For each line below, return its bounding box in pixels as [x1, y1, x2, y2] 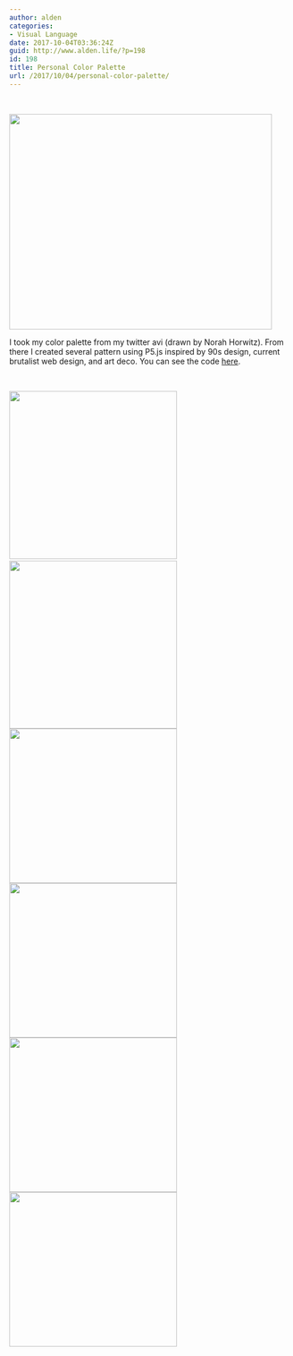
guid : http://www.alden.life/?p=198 [9, 47, 146, 56]
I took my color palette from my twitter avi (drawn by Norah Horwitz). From [9, 337, 284, 348]
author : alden [9, 13, 63, 22]
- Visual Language [9, 30, 78, 39]
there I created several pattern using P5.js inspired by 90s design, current [9, 346, 280, 356]
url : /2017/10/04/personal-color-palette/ [9, 72, 170, 81]
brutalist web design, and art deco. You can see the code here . [9, 356, 241, 366]
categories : [9, 21, 54, 30]
